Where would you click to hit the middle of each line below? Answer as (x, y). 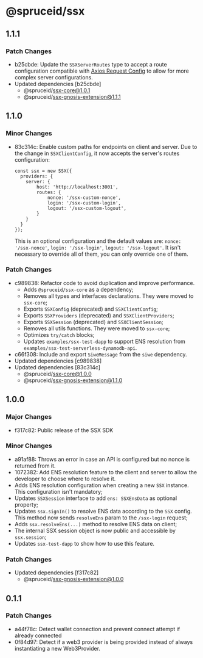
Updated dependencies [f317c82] (57, 573)
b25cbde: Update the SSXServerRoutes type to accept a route (91, 64)
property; (26, 504)
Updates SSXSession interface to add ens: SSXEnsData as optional (96, 498)
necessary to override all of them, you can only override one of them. (101, 254)
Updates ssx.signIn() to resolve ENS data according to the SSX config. (103, 511)
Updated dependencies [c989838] (58, 361)
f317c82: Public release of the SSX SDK (64, 430)
